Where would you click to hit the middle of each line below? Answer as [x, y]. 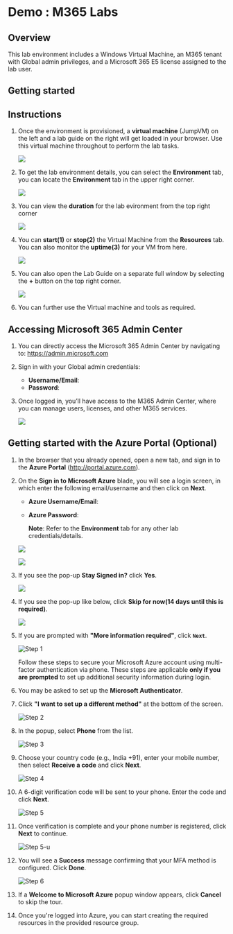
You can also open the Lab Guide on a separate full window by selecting [121, 274]
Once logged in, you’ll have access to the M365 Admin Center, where [117, 401]
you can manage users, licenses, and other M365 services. [103, 408]
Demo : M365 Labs [63, 12]
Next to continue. [43, 833]
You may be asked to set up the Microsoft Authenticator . [100, 690]
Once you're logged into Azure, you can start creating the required [113, 915]
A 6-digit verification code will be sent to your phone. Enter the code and [122, 792]
